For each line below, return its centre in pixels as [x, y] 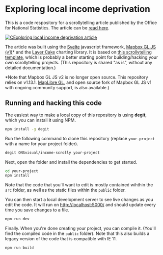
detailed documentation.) [30, 68]
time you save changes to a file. [37, 210]
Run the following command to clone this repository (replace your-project [80, 138]
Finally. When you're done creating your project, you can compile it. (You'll [81, 229]
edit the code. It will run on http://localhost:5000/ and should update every [81, 205]
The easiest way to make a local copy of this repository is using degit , [76, 115]
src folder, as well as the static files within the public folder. [66, 190]
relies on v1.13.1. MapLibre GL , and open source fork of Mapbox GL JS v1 [78, 82]
